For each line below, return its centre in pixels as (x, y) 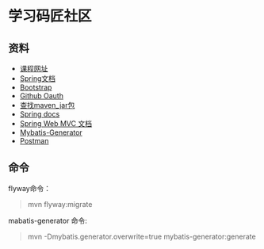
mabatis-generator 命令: (48, 220)
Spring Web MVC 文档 (56, 123)
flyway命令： (30, 188)
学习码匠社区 (50, 16)
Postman (34, 141)
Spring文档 (38, 79)
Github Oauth (41, 96)
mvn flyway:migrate (60, 204)
